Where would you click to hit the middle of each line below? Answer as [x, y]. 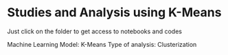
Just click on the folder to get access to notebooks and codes [94, 31]
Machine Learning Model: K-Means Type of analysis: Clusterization [102, 44]
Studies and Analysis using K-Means [114, 13]
